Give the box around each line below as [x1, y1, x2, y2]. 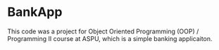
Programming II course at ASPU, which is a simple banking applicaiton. [7, 34, 213, 42]
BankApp [7, 4, 63, 20]
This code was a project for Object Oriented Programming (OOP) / [7, 27, 199, 35]
